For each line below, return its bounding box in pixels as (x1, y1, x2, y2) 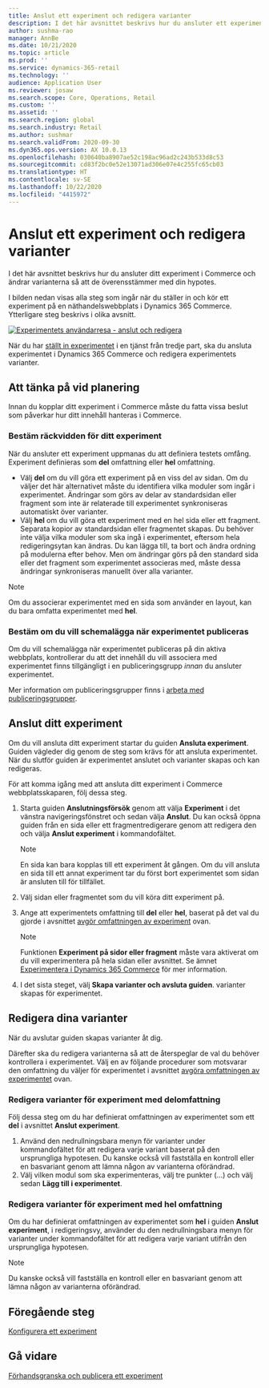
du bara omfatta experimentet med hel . (8, 605, 138, 615)
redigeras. (8, 763, 42, 773)
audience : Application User (8, 78, 102, 86)
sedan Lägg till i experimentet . (19, 1178, 122, 1188)
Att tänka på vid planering (8, 380, 140, 394)
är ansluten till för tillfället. (19, 876, 106, 886)
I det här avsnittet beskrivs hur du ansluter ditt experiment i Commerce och (8, 268, 256, 278)
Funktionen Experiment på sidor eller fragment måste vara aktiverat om (19, 947, 259, 957)
